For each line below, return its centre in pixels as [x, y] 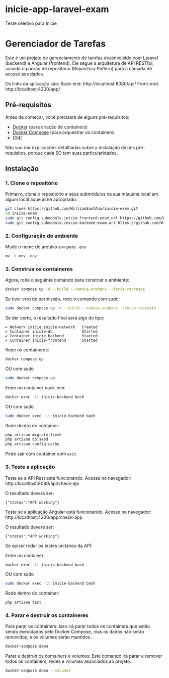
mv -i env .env [21, 256]
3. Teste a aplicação [30, 467]
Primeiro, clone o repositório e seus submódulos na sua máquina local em [82, 194]
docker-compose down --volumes [38, 671]
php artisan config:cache [32, 444]
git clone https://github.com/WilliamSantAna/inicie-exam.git [72, 209]
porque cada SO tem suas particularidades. [73, 153]
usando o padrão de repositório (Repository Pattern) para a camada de [79, 68]
